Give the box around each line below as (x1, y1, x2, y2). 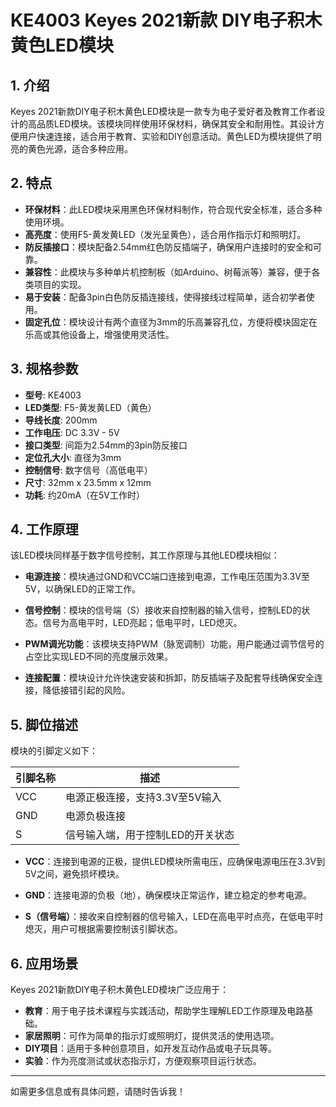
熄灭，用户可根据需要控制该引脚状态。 (24, 923, 183, 935)
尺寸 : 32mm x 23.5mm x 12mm (24, 476, 152, 488)
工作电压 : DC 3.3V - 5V (24, 426, 120, 438)
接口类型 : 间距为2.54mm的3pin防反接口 (24, 439, 188, 451)
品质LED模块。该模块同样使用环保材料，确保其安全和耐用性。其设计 (36, 118, 317, 130)
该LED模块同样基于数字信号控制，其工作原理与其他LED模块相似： (10, 549, 280, 561)
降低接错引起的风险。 (42, 684, 131, 696)
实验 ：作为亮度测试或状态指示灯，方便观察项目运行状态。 (24, 1055, 262, 1067)
